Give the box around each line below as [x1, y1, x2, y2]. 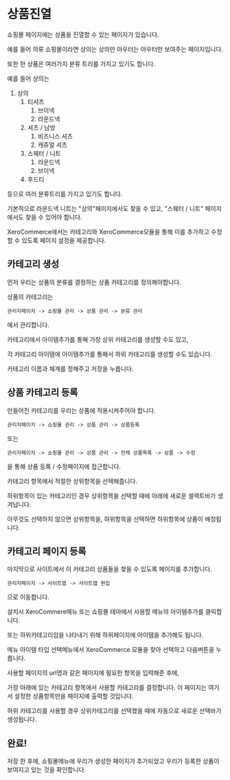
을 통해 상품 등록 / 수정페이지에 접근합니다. [7, 462, 122, 471]
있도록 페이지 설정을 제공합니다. [21, 236, 106, 245]
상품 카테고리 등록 [7, 387, 78, 398]
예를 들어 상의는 [7, 74, 50, 83]
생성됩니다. [7, 715, 37, 723]
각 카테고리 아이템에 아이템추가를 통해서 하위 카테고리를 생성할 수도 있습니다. [7, 349, 213, 358]
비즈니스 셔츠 [37, 132, 73, 140]
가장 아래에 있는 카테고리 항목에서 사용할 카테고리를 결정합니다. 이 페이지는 [7, 684, 207, 692]
